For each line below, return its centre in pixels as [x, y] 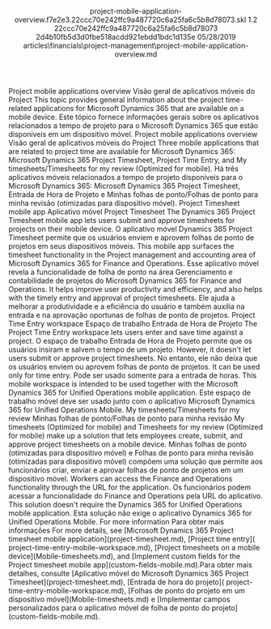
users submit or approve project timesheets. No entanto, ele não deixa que [133, 358]
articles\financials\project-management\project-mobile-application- [136, 45]
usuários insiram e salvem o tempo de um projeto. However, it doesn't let [130, 349]
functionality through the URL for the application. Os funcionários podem [130, 487]
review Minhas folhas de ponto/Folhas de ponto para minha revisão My [127, 418]
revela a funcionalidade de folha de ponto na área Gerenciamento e [121, 272]
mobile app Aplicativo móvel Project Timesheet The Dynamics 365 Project [132, 212]
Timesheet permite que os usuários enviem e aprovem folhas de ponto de [131, 237]
